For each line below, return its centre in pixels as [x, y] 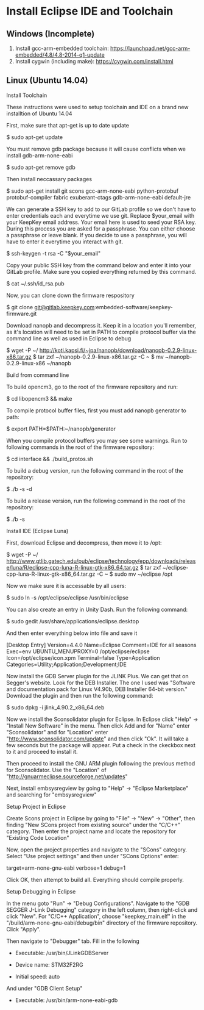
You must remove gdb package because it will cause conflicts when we [96, 149]
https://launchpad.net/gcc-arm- [150, 48]
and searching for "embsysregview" [51, 795]
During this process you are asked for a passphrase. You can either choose [101, 228]
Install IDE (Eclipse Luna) [37, 531]
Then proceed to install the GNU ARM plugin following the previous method [101, 763]
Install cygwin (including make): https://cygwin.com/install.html [94, 61]
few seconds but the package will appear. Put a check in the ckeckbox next [101, 745]
